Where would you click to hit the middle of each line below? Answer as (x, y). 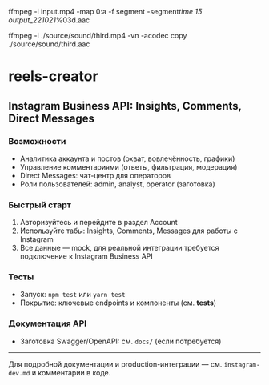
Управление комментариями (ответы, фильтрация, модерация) (128, 166)
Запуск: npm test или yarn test (72, 295)
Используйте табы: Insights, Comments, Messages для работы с (128, 231)
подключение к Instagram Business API (86, 256)
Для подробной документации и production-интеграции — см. (115, 364)
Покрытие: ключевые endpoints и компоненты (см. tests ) (118, 303)
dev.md (19, 373)
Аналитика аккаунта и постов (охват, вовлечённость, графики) (127, 158)
